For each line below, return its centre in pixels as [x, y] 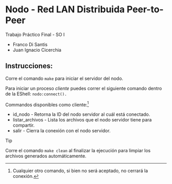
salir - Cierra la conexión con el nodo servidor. [62, 131]
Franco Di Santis [30, 44]
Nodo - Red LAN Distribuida [65, 9]
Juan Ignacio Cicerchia [37, 50]
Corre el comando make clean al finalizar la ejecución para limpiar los [78, 151]
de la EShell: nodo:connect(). [36, 94]
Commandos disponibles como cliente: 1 [47, 104]
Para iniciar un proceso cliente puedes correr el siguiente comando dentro [84, 88]
